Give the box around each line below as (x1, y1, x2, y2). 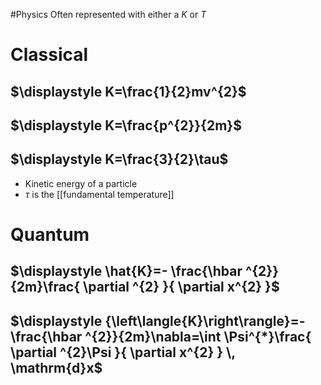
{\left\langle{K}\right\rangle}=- (104, 312, 306, 329)
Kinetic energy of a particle (24, 177, 138, 189)
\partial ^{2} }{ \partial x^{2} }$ (83, 279, 280, 296)
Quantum (10, 223, 90, 246)
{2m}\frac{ (10, 279, 81, 296)
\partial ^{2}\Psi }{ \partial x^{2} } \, (10, 344, 236, 361)
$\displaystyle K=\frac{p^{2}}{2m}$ (10, 117, 242, 134)
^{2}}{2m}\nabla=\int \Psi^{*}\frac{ (84, 328, 312, 345)
